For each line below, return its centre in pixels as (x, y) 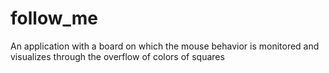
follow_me (54, 18)
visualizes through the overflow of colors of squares (117, 56)
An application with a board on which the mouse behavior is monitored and (165, 46)
